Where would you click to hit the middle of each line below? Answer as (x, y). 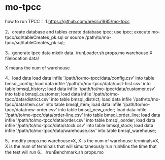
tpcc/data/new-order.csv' (31, 109)
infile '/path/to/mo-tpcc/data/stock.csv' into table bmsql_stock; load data (79, 125)
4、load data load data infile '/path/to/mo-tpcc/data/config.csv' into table (80, 78)
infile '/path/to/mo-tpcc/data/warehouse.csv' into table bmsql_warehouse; (81, 130)
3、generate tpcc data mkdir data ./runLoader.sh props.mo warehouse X (79, 53)
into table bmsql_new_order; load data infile (102, 109)
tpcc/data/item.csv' (25, 104)
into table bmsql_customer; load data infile (48, 94)
